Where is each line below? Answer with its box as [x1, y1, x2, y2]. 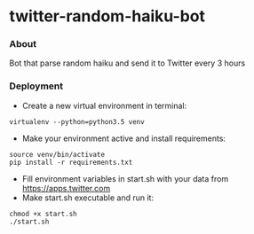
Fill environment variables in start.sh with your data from [21, 173, 229, 183]
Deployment [9, 80, 64, 92]
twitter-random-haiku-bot [9, 6, 206, 27]
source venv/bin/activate [9, 150, 105, 159]
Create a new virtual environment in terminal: [21, 100, 187, 111]
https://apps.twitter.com [21, 183, 111, 193]
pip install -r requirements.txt [9, 158, 133, 167]
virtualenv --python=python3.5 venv [9, 117, 145, 126]
